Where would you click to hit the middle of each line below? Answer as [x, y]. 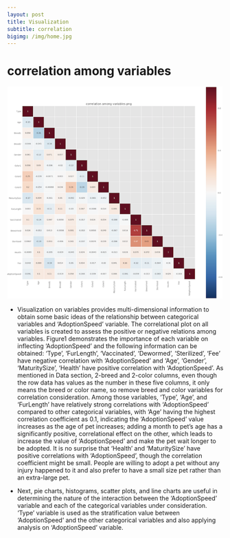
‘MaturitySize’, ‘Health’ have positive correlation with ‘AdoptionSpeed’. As [120, 367]
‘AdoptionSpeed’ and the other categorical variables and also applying [116, 520]
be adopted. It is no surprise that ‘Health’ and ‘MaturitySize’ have [109, 448]
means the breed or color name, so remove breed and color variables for [120, 389]
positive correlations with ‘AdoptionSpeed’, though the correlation [110, 455]
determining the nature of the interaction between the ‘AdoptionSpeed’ [117, 498]
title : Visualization [38, 22]
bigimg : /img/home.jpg [39, 36]
